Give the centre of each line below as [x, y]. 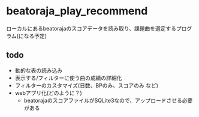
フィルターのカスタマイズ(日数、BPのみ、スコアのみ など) [87, 85]
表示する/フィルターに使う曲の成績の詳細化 [68, 78]
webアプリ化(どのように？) [48, 93]
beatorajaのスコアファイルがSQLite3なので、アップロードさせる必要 [108, 100]
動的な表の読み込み [39, 70]
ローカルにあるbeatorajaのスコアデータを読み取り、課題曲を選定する [91, 28]
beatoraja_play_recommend [77, 11]
